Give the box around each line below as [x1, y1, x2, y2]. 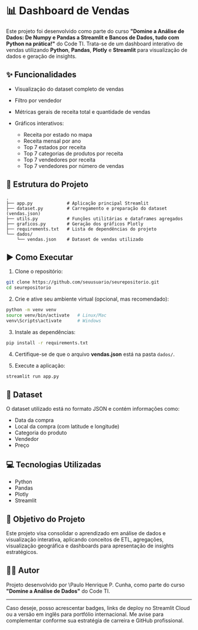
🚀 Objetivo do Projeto [6, 514, 85, 524]
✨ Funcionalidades [6, 70, 77, 80]
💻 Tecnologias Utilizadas [6, 460, 101, 470]
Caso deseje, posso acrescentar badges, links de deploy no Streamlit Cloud [6, 604, 190, 611]
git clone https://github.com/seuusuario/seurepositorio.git [6, 279, 160, 285]
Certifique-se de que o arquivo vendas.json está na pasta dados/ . [14, 351, 175, 358]
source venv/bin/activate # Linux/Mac [6, 312, 107, 318]
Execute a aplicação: [14, 362, 65, 369]
